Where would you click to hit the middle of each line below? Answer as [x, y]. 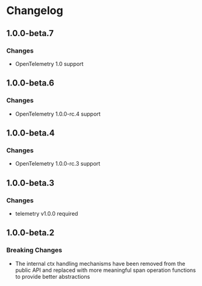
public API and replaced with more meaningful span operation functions [106, 270]
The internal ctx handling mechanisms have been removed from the [100, 263]
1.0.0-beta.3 [31, 183]
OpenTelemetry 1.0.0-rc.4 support [58, 114]
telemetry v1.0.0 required [46, 213]
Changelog [35, 11]
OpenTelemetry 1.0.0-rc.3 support [58, 164]
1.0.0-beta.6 [31, 83]
